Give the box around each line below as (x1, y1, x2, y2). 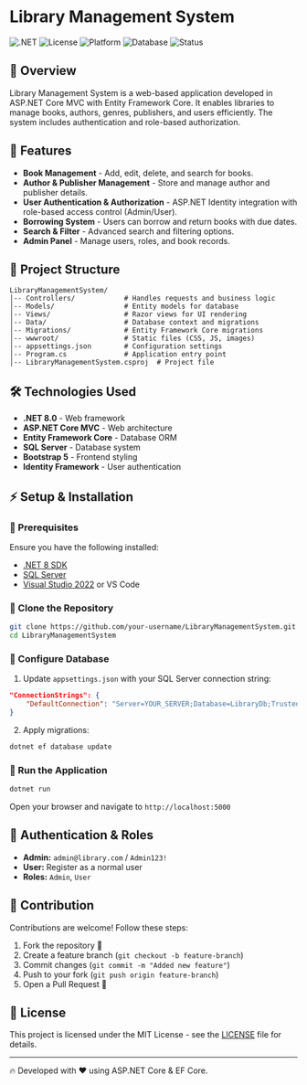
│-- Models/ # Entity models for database (9, 302, 239, 312)
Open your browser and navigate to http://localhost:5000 (9, 801, 231, 812)
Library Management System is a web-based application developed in (9, 87, 273, 98)
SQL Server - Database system (22, 441, 142, 453)
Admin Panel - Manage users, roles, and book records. (22, 235, 230, 246)
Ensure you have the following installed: (9, 541, 160, 552)
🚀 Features (9, 144, 72, 159)
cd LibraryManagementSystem (9, 631, 117, 641)
